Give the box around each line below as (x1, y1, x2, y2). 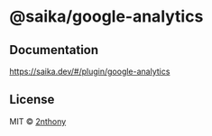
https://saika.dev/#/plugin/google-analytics (9, 66, 171, 77)
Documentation (9, 42, 99, 58)
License (9, 92, 55, 107)
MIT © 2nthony (9, 115, 67, 127)
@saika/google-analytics (9, 6, 204, 27)
